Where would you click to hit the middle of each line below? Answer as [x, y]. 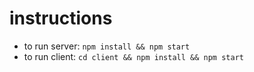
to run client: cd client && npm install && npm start [133, 56]
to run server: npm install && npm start [107, 46]
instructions [61, 18]
